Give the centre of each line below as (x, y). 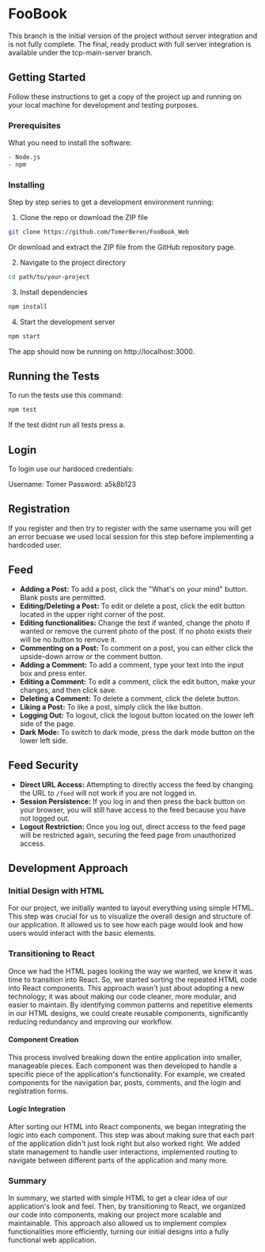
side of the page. (47, 723)
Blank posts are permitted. (62, 597)
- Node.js (25, 158)
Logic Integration (37, 1109)
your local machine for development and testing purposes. (104, 105)
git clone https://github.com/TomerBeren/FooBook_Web (99, 232)
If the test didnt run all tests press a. (67, 425)
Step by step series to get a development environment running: (111, 202)
